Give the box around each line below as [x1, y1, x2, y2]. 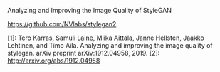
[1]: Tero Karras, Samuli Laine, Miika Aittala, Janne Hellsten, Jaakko [7, 34, 204, 42]
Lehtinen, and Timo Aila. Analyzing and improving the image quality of [7, 41, 214, 49]
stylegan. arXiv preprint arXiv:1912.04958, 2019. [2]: [7, 49, 160, 57]
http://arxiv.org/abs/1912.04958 [7, 56, 100, 65]
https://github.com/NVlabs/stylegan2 [7, 20, 117, 28]
